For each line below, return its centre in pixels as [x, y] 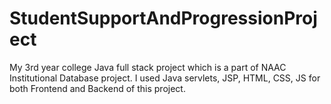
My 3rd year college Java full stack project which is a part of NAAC [148, 67]
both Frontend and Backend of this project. [97, 88]
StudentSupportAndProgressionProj [163, 18]
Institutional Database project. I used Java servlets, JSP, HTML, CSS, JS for [165, 78]
